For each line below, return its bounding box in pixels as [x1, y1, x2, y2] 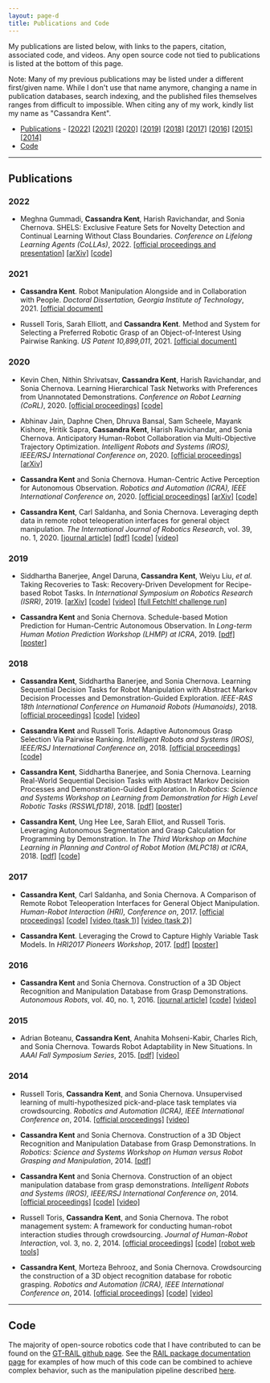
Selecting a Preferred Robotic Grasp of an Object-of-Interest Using [19, 327, 242, 338]
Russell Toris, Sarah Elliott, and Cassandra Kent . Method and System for [19, 319, 261, 329]
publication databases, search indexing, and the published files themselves [8, 91, 257, 101]
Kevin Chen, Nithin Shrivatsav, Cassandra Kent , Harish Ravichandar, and [19, 375, 261, 385]
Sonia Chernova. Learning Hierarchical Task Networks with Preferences [19, 383, 259, 393]
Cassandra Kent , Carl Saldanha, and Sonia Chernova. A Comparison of [19, 890, 257, 899]
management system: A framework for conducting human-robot [19, 1220, 233, 1231]
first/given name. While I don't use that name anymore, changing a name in [8, 82, 257, 93]
